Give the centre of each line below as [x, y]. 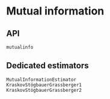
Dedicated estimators [47, 65]
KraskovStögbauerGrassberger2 [44, 90]
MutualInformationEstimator [41, 80]
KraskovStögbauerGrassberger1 [44, 85]
